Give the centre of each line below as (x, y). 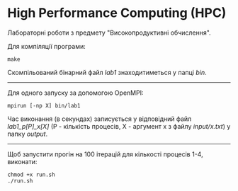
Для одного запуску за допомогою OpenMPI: (75, 93)
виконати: (22, 161)
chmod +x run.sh (31, 175)
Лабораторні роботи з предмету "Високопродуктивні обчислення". (109, 33)
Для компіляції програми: (47, 46)
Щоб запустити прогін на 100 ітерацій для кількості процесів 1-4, (105, 154)
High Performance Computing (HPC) (117, 13)
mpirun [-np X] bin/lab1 (44, 105)
